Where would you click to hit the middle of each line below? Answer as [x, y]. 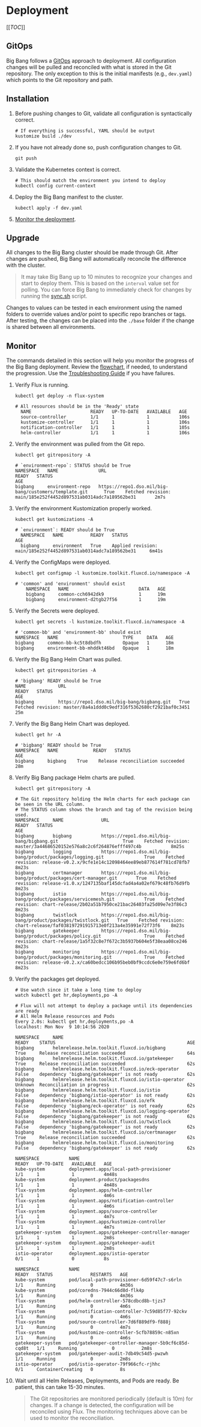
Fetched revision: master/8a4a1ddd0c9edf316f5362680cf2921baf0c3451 [102, 707]
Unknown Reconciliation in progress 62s [105, 1085]
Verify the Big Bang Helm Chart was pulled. [68, 660]
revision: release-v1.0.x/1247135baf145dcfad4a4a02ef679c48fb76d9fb [102, 884]
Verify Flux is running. [42, 385]
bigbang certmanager [49, 873]
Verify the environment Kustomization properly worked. [83, 508]
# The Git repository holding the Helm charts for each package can [102, 799]
